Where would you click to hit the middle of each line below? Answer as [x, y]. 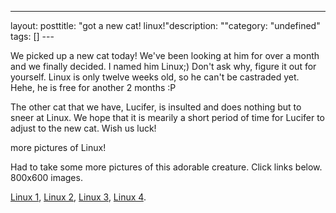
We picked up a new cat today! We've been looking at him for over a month [165, 55]
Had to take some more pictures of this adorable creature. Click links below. [166, 167]
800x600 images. [46, 177]
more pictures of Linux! [58, 147]
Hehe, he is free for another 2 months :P [93, 87]
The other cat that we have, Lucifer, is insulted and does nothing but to [156, 107]
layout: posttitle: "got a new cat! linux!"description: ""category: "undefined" [165, 25]
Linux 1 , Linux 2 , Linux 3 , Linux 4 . [78, 197]
